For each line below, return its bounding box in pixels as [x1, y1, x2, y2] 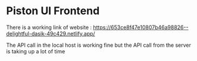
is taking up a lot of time [6, 47, 65, 54]
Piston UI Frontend [6, 4, 100, 18]
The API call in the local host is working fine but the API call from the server [6, 41, 192, 49]
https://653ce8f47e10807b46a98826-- [93, 24, 189, 31]
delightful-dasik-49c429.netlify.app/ [6, 30, 95, 37]
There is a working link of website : [6, 24, 92, 31]
